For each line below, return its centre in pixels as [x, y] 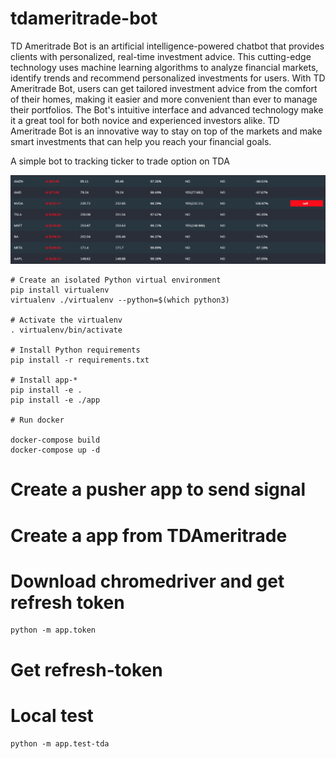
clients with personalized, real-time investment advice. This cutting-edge [161, 56]
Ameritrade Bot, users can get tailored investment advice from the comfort [164, 88]
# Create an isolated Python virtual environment [116, 280]
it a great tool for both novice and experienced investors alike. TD [145, 120]
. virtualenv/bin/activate [66, 330]
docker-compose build [55, 440]
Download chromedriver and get [147, 581]
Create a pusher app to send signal [158, 489]
